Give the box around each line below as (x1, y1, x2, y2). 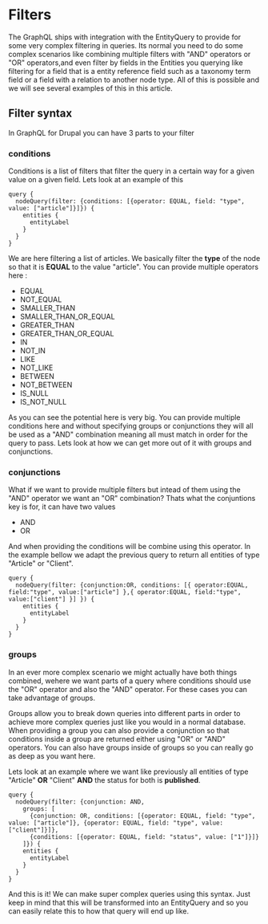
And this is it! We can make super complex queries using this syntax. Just (8, 889, 250, 898)
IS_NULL (19, 389, 50, 398)
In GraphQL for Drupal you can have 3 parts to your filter (8, 128, 194, 137)
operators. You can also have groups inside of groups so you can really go (8, 743, 254, 752)
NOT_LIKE (19, 363, 54, 372)
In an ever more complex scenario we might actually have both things (8, 667, 238, 677)
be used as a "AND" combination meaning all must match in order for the (8, 429, 248, 439)
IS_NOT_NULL (19, 397, 67, 407)
